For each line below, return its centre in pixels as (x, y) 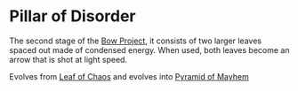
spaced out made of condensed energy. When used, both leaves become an (149, 49)
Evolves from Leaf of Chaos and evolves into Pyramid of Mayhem (129, 76)
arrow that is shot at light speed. (68, 59)
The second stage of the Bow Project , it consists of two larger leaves (136, 41)
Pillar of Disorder (72, 16)
